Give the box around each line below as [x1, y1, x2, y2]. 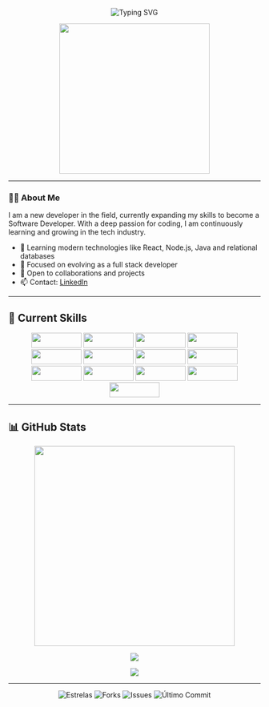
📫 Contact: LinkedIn [19, 277, 88, 287]
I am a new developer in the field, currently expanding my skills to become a [8, 211, 260, 220]
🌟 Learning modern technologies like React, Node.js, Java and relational [19, 243, 258, 252]
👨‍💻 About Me [8, 192, 60, 203]
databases [19, 251, 55, 261]
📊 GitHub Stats [8, 420, 86, 434]
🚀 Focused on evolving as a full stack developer [19, 260, 179, 270]
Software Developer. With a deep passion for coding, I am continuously [8, 219, 243, 228]
